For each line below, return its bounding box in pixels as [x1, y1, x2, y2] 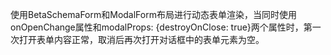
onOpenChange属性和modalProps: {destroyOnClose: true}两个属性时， [10, 21, 304, 33]
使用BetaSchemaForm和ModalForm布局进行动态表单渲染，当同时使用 [10, 9, 297, 20]
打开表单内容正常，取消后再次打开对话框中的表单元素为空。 [18, 34, 265, 45]
